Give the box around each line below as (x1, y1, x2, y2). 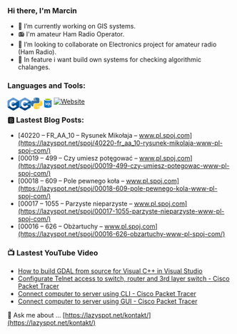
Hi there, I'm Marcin (7, 6, 77, 16)
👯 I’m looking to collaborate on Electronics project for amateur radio (17, 40, 217, 49)
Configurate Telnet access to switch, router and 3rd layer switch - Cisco (17, 274, 230, 283)
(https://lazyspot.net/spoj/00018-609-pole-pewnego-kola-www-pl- (17, 184, 218, 193)
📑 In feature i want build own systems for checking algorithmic (17, 56, 202, 64)
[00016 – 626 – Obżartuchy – (17, 222, 104, 231)
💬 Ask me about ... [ (7, 311, 66, 320)
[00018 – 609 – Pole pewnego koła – (17, 176, 125, 185)
